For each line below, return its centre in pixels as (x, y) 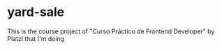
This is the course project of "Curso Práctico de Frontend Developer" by (111, 31)
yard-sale (36, 12)
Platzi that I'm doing (36, 38)
